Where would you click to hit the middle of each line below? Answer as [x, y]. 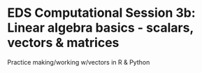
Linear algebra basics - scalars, [100, 28]
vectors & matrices [63, 43]
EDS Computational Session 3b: [101, 13]
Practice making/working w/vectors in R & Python [79, 62]
